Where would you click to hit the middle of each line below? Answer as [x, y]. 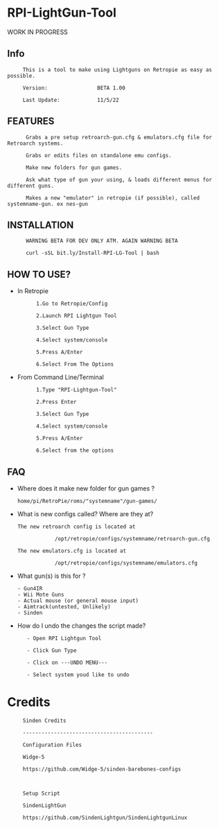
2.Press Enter [56, 402]
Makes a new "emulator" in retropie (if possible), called [112, 198]
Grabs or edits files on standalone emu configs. [98, 155]
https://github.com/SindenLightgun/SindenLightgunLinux [105, 818]
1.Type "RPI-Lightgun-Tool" [76, 390]
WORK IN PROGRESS [37, 32]
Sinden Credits [45, 721]
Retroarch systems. [35, 143]
